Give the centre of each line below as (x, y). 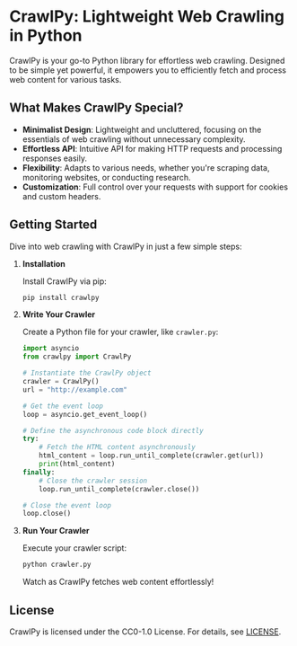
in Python (46, 35)
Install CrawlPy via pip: (65, 281)
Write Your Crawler (59, 314)
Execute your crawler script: (74, 548)
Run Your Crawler (56, 531)
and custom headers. (61, 196)
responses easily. (55, 158)
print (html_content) (77, 465)
